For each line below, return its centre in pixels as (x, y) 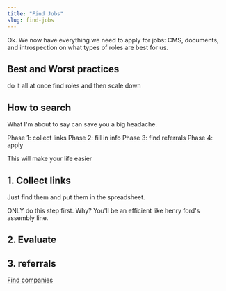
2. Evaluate (32, 240)
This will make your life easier (50, 159)
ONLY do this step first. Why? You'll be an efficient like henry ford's (104, 210)
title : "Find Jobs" (35, 14)
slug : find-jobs (31, 20)
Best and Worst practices (63, 69)
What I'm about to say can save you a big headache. (82, 124)
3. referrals (32, 264)
